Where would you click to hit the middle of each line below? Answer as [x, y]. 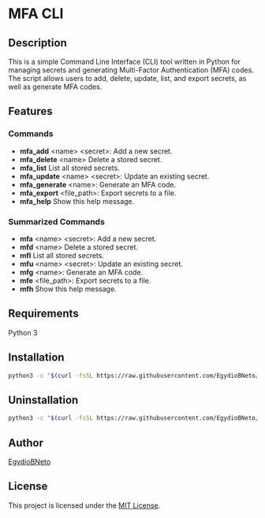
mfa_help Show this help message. [77, 201]
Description [37, 43]
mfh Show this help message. [68, 289]
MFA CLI [36, 14]
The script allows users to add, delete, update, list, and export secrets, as [127, 78]
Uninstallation [43, 400]
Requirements [43, 314]
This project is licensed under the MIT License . [84, 505]
